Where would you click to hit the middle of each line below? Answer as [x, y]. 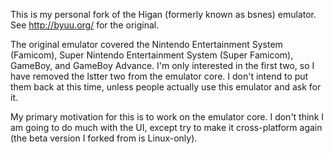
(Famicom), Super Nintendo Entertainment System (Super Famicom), [152, 55]
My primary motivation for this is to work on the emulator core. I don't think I [167, 117]
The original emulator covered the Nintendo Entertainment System [146, 44]
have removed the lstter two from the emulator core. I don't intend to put [159, 76]
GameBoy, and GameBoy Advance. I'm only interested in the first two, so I [162, 65]
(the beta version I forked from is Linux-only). [104, 138]
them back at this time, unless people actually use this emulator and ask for [166, 87]
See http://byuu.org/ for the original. [85, 25]
